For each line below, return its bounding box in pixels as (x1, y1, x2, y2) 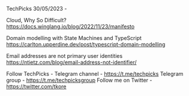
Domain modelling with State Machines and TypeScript (6, 35, 142, 41)
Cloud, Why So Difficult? (6, 17, 67, 23)
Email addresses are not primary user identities (6, 52, 123, 59)
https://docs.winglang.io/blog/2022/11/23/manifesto (6, 23, 135, 30)
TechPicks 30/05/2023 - (6, 5, 67, 12)
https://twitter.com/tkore (6, 83, 67, 90)
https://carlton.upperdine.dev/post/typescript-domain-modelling (6, 41, 166, 48)
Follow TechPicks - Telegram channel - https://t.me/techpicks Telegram (6, 70, 184, 77)
